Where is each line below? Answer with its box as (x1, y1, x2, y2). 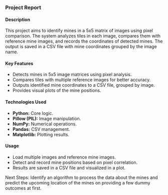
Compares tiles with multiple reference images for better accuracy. (12, 77, 151, 83)
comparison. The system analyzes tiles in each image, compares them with (5, 33, 160, 39)
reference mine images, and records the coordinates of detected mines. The (5, 38, 163, 44)
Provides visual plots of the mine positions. (12, 87, 101, 94)
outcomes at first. (5, 185, 42, 191)
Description (5, 17, 31, 23)
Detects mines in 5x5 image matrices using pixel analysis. (12, 72, 132, 78)
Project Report (5, 4, 42, 11)
